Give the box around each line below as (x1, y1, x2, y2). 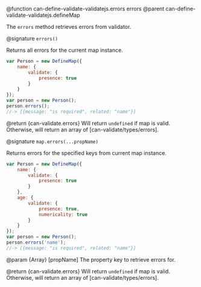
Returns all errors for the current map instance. (6, 46, 123, 54)
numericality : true (38, 211, 88, 218)
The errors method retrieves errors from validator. (6, 24, 132, 30)
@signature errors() (6, 35, 59, 42)
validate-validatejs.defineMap (6, 11, 80, 19)
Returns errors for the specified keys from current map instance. (6, 149, 167, 156)
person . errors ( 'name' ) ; (6, 239, 66, 245)
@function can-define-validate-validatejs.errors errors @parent (6, 5, 165, 12)
